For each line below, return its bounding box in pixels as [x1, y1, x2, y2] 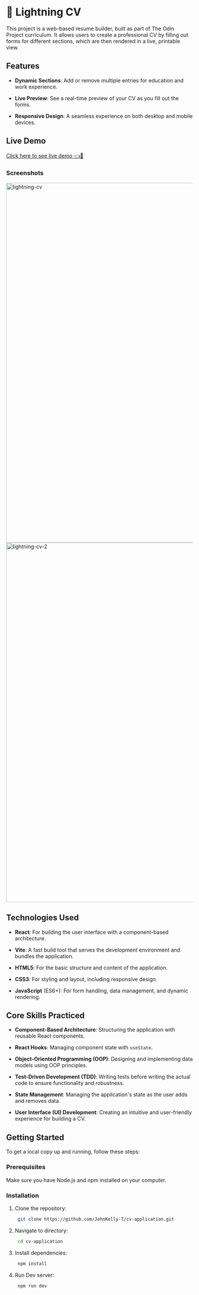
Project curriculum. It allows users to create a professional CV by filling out [6, 31, 188, 38]
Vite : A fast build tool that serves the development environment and [14, 946, 181, 953]
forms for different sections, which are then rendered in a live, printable [6, 37, 181, 44]
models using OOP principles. [14, 1062, 88, 1069]
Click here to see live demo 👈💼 [6, 152, 84, 159]
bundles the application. [14, 952, 74, 960]
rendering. [14, 993, 40, 1000]
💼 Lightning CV [6, 5, 82, 19]
